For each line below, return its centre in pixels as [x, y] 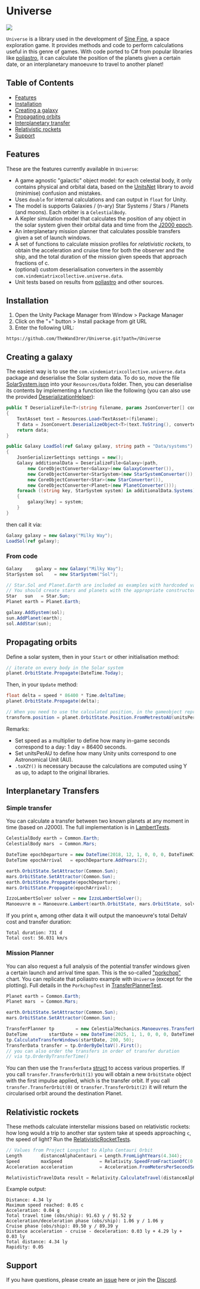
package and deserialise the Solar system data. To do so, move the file [93, 378]
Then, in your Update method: [42, 685]
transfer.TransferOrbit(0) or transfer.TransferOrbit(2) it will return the [97, 1087]
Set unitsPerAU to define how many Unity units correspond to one [96, 753]
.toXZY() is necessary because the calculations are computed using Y [101, 766]
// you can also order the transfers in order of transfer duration [93, 1051]
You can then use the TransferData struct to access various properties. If [96, 1068]
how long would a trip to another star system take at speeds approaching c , [99, 1133]
